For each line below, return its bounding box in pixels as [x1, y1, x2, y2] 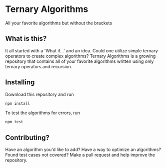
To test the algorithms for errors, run [5, 110, 80, 116]
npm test [5, 120, 23, 125]
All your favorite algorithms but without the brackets [5, 20, 112, 26]
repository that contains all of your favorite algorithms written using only [5, 58, 154, 64]
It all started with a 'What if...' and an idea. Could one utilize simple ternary [5, 47, 158, 53]
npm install [5, 101, 30, 106]
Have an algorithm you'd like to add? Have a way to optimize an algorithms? [5, 147, 161, 153]
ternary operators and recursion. [5, 63, 72, 69]
